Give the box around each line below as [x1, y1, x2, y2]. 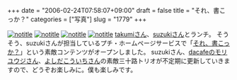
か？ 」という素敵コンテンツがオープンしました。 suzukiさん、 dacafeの [7, 48, 216, 56]
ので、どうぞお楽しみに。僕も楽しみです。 [13, 66, 137, 74]
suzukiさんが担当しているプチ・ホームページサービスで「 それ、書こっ [25, 39, 230, 47]
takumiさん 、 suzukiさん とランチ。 [114, 30, 216, 38]
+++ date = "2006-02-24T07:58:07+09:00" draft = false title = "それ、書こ [7, 6, 226, 14]
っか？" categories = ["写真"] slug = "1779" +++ [7, 15, 147, 23]
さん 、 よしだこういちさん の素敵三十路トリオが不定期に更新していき [25, 57, 224, 65]
